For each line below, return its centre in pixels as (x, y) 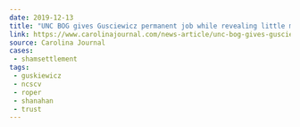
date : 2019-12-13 (42, 17)
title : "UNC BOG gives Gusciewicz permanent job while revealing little (147, 26)
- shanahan (33, 101)
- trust (27, 109)
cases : (21, 51)
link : (19, 34)
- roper (27, 92)
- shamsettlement (45, 59)
